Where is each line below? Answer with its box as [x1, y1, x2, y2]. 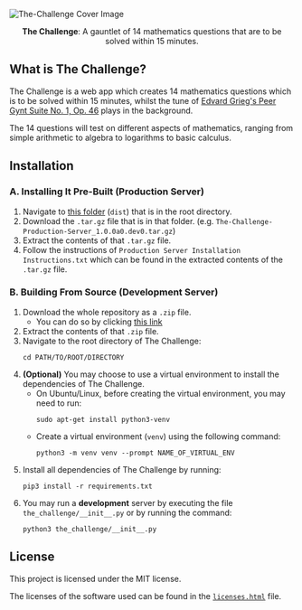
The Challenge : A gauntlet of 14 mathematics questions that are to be [22, 26, 282, 36]
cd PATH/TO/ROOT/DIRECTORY [22, 352, 125, 361]
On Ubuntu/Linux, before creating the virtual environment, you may [35, 388, 287, 399]
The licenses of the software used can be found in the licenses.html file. [9, 590, 282, 601]
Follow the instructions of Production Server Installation [22, 244, 241, 255]
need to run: [35, 398, 82, 408]
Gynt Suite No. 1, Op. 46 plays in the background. [9, 105, 193, 116]
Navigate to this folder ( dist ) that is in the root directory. [22, 206, 232, 217]
